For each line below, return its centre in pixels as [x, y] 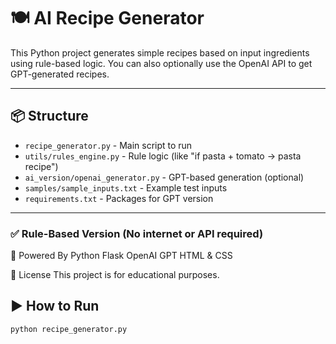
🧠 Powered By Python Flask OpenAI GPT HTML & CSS [121, 256]
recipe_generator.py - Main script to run [108, 145]
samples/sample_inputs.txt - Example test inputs [126, 187]
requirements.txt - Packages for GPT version [119, 198]
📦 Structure [49, 116]
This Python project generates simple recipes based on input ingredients [160, 52]
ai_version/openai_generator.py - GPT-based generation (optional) [164, 177]
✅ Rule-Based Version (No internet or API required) [137, 233]
